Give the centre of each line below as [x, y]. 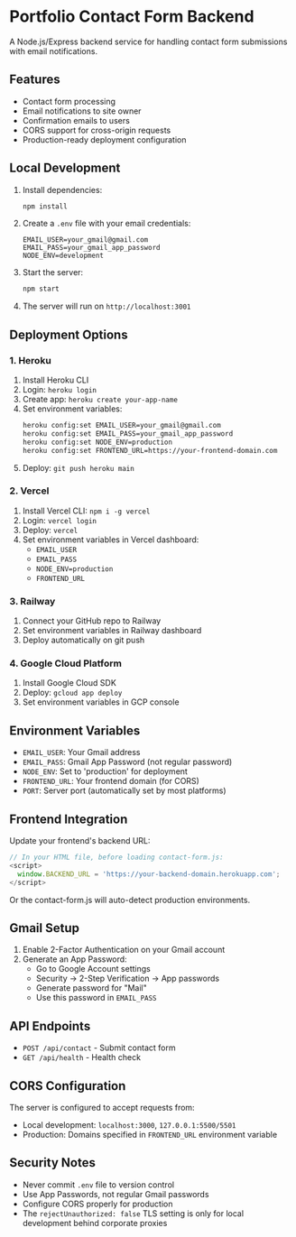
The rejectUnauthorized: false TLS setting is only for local [133, 1213]
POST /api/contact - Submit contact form [99, 1048]
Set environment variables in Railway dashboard [112, 631]
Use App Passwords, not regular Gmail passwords [116, 1194]
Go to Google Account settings [93, 969]
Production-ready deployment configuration [104, 139]
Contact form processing [69, 101]
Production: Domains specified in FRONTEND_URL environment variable [150, 1134]
